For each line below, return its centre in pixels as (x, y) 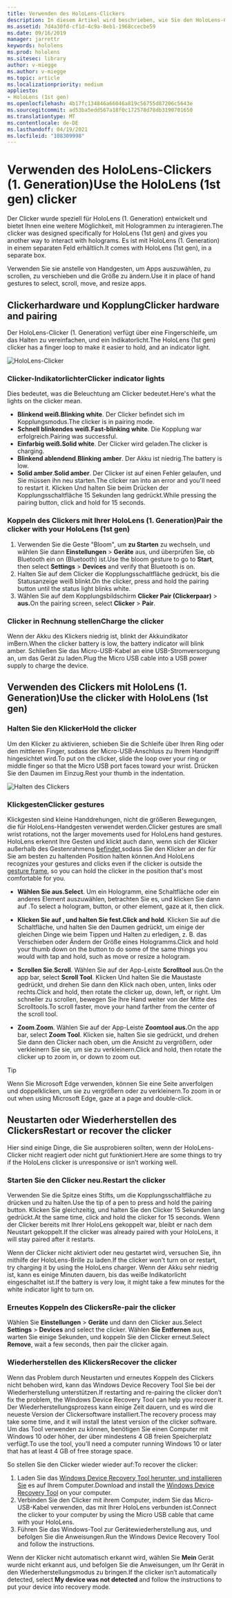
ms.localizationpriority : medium (55, 84)
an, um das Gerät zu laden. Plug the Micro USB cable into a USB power (107, 658)
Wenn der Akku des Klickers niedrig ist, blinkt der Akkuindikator (98, 636)
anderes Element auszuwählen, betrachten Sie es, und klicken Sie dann (119, 899)
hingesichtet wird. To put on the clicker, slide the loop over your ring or (107, 758)
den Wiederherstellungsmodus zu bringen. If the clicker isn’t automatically (112, 1572)
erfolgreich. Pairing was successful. (67, 437)
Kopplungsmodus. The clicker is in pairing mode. (86, 422)
